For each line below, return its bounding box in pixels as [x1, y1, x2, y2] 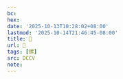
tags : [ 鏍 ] [7, 49, 38, 56]
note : [7, 61, 23, 68]
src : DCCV [7, 55, 36, 62]
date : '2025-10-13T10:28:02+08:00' [7, 23, 109, 30]
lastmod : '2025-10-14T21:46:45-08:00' [7, 29, 118, 36]
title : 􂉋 [7, 36, 32, 43]
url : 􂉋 [7, 42, 26, 49]
